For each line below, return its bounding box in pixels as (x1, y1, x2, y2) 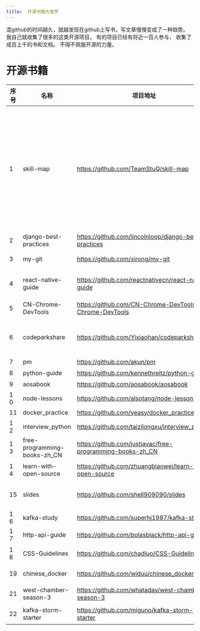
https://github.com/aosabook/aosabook (77, 380, 188, 388)
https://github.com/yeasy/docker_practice (77, 408, 195, 416)
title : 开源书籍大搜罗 (6, 8, 59, 15)
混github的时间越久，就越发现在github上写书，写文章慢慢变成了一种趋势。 (6, 26, 189, 33)
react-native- (23, 276, 62, 284)
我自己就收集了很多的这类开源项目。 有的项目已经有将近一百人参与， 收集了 (6, 33, 192, 41)
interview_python (23, 422, 71, 431)
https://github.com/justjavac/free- (77, 440, 173, 448)
